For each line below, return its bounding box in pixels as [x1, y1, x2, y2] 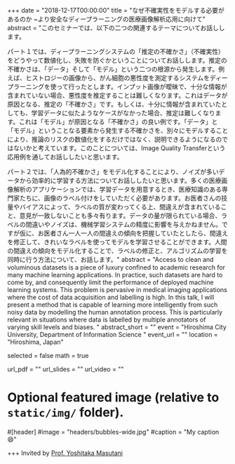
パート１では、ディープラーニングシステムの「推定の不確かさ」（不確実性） [7, 48, 224, 55]
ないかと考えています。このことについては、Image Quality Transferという [13, 144, 226, 152]
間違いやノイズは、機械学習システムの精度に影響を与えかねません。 [25, 220, 222, 228]
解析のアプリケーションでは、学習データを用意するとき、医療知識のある [13, 185, 222, 193]
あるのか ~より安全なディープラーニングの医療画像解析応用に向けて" [7, 15, 206, 23]
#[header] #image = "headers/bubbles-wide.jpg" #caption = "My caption [7, 427, 220, 436]
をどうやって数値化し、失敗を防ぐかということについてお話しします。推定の [7, 56, 228, 65]
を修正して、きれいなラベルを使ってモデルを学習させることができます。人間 [7, 238, 227, 246]
